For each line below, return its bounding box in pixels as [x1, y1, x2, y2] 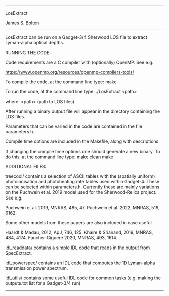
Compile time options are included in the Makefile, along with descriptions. [5, 138, 160, 144]
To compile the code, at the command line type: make [5, 79, 117, 85]
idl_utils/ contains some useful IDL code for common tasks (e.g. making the [5, 275, 161, 281]
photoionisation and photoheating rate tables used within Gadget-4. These [5, 179, 160, 184]
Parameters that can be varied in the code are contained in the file [5, 123, 142, 129]
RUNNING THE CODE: [5, 50, 51, 56]
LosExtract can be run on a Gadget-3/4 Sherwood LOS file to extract [5, 34, 147, 40]
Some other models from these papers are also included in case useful [5, 220, 152, 225]
